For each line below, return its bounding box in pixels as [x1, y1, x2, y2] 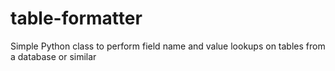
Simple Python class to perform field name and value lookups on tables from [10, 40, 326, 52]
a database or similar [10, 50, 97, 62]
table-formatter [10, 7, 143, 30]
